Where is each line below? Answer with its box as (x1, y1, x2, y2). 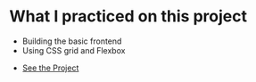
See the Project (21, 62, 79, 73)
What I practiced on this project (9, 6, 248, 27)
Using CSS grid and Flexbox (21, 45, 126, 55)
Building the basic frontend (21, 36, 122, 46)
